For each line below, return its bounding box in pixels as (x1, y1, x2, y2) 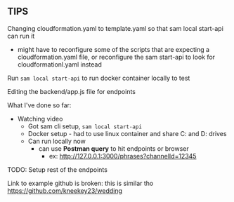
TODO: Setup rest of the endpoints (7, 165, 108, 174)
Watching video (17, 114, 63, 123)
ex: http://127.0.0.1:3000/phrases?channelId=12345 (48, 151, 197, 160)
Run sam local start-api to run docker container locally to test (7, 74, 190, 82)
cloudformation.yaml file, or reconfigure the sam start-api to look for (17, 53, 216, 61)
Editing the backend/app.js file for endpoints (7, 87, 136, 95)
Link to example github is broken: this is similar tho (7, 179, 154, 187)
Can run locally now (27, 137, 86, 145)
